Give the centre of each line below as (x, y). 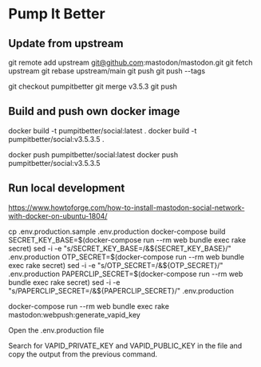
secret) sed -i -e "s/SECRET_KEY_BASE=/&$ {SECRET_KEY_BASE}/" (120, 248)
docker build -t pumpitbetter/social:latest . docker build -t (103, 130)
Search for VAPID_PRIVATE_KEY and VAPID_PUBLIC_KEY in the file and (125, 345)
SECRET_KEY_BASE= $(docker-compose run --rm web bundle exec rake (127, 239)
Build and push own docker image (94, 111)
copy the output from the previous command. (83, 354)
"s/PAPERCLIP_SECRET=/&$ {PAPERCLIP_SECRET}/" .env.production (121, 290)
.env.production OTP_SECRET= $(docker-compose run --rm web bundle (127, 257)
